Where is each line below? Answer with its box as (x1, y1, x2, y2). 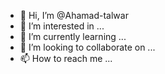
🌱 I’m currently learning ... (19, 31, 127, 42)
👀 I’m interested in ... (19, 20, 105, 32)
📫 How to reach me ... (19, 53, 113, 64)
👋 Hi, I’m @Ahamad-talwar (19, 10, 129, 21)
